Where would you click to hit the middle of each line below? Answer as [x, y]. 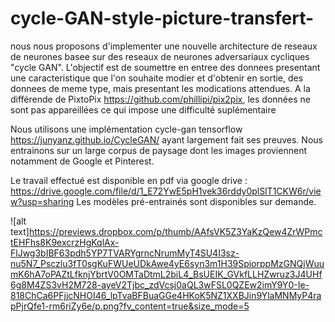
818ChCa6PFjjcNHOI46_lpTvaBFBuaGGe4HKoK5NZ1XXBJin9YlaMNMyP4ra [166, 295]
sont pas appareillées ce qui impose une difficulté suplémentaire [143, 109]
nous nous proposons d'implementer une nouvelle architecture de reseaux [164, 46]
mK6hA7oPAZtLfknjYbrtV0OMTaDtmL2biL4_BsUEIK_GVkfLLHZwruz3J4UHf [166, 274]
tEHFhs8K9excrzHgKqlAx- [65, 242]
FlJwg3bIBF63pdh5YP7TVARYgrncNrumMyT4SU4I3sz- [125, 253]
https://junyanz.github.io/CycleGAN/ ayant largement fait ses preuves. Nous [166, 139]
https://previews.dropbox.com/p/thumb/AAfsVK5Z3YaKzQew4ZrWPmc [175, 231]
